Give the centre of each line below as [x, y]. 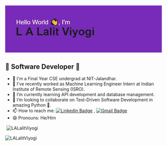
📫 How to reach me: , [54, 111]
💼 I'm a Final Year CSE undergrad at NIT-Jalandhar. [64, 78]
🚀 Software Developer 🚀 [43, 67]
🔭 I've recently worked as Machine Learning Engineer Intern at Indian [83, 84]
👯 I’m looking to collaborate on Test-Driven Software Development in [83, 100]
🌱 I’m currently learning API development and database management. [83, 94]
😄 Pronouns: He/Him [34, 118]
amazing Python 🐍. [32, 105]
